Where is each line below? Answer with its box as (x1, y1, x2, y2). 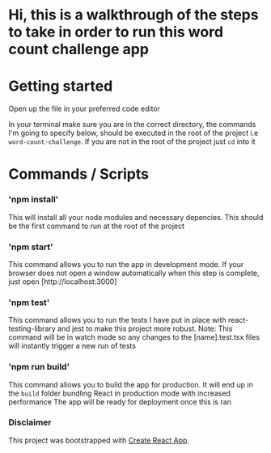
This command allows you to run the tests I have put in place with (8, 315, 227, 325)
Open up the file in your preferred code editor (8, 104, 160, 114)
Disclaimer (8, 417, 52, 428)
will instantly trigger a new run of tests (8, 341, 136, 351)
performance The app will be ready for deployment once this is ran (8, 396, 232, 406)
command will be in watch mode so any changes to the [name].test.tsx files (8, 332, 260, 342)
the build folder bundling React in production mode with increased (8, 388, 231, 398)
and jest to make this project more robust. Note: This (57, 324, 233, 333)
